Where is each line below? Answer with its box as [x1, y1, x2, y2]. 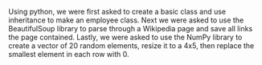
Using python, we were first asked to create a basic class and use [8, 7, 227, 16]
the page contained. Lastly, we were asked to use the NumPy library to [8, 32, 243, 42]
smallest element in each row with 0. [8, 50, 129, 59]
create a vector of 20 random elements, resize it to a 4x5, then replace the [8, 41, 255, 51]
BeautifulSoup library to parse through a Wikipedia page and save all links [8, 24, 253, 33]
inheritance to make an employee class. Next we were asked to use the [8, 15, 244, 25]
